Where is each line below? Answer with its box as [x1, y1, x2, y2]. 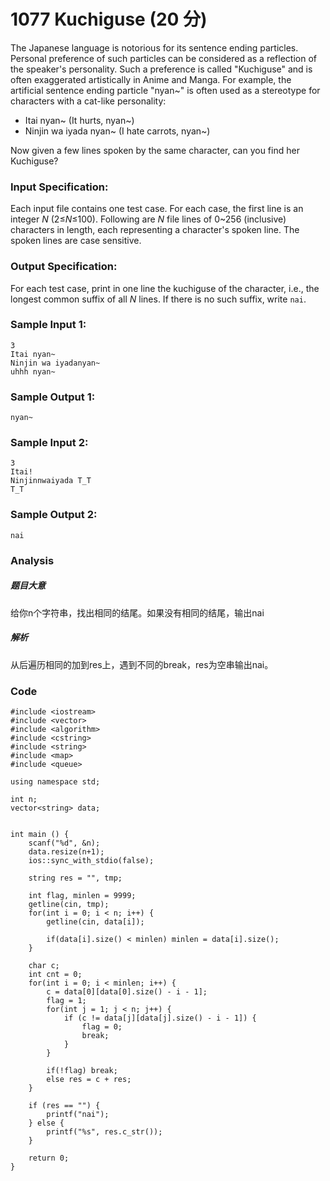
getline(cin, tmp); [28, 899, 110, 909]
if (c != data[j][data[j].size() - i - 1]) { [63, 1013, 257, 1023]
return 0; [28, 1153, 70, 1163]
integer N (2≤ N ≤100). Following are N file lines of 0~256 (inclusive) [10, 213, 287, 225]
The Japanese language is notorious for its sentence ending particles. [10, 41, 299, 54]
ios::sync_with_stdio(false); [28, 855, 155, 865]
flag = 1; [46, 995, 87, 1005]
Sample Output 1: [10, 390, 96, 404]
